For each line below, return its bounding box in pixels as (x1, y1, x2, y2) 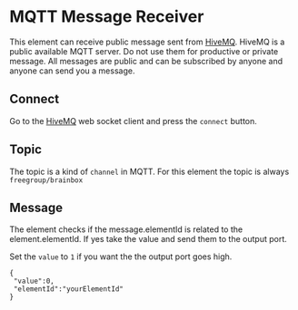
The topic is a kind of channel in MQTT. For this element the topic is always (9, 166, 290, 177)
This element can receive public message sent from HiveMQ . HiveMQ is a (9, 36, 285, 47)
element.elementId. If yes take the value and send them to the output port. (9, 234, 288, 245)
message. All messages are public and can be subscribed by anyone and (9, 55, 283, 66)
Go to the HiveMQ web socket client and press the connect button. (9, 115, 257, 126)
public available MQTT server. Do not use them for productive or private (9, 45, 279, 56)
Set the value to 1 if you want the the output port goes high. (9, 251, 233, 262)
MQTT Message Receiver (9, 6, 204, 27)
